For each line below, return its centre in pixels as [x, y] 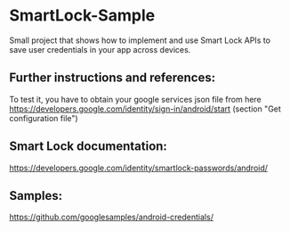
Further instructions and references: [113, 78]
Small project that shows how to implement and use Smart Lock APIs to [140, 40]
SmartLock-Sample [82, 16]
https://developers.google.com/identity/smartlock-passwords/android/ [139, 168]
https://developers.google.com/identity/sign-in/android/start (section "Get [145, 109]
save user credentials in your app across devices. [100, 49]
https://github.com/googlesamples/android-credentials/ [111, 217]
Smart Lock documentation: [88, 147]
